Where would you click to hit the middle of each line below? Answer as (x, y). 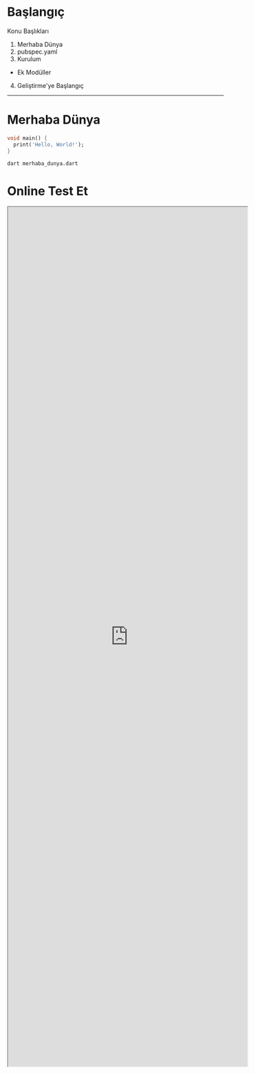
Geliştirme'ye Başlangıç (51, 85)
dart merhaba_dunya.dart (43, 163)
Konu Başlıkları (28, 31)
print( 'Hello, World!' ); (49, 144)
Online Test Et (47, 191)
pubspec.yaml (37, 52)
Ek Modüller (34, 72)
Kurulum (29, 58)
